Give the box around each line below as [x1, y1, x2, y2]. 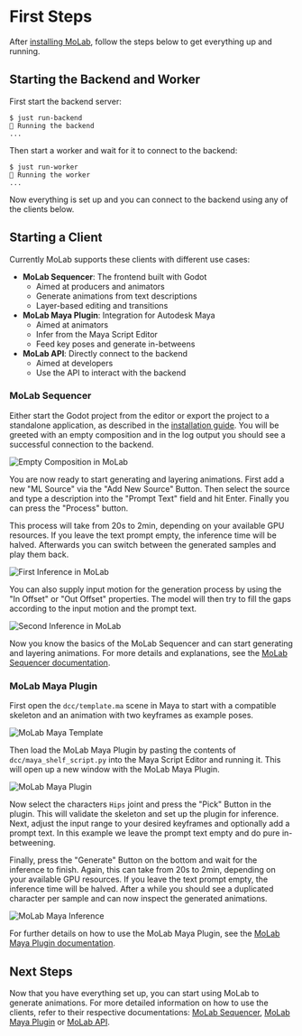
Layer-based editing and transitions [35, 300, 169, 310]
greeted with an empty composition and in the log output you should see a [9, 429, 286, 439]
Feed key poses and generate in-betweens [35, 338, 196, 349]
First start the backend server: [9, 96, 122, 106]
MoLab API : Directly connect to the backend [22, 347, 188, 358]
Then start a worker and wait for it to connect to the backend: [9, 144, 238, 155]
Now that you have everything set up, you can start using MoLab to [9, 987, 260, 998]
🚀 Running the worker [9, 170, 91, 180]
